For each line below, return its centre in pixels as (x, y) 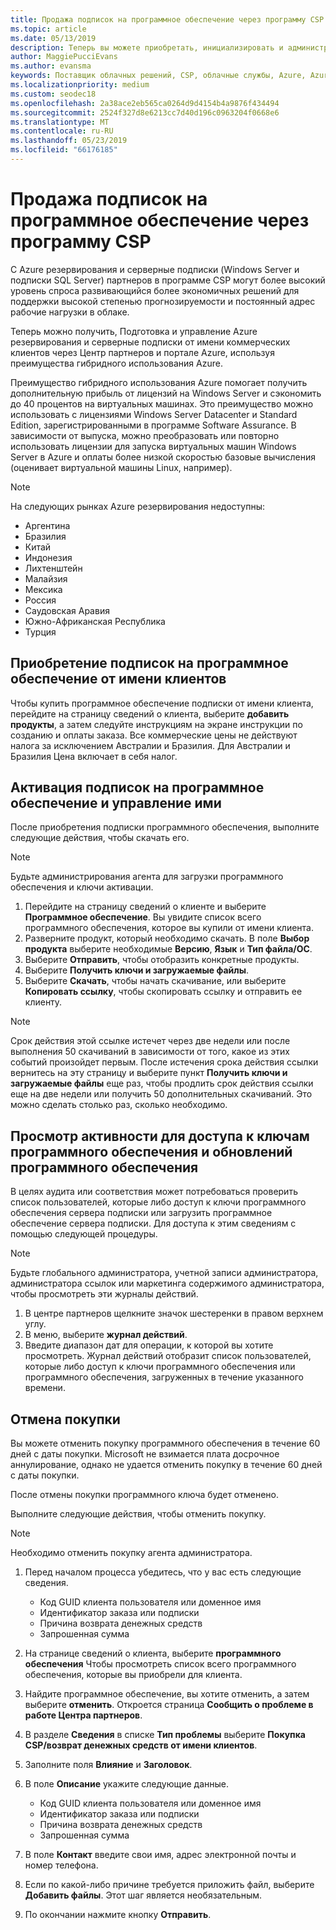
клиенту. (43, 1002)
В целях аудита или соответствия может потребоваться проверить (154, 1192)
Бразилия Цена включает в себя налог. (94, 756)
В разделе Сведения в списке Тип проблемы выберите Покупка (165, 1735)
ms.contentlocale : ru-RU (62, 131)
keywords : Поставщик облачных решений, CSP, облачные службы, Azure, (158, 76)
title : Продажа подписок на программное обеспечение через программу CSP (167, 19)
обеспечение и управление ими (116, 803)
